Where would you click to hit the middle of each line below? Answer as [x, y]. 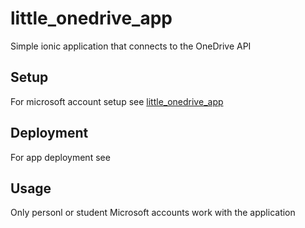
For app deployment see [60, 157]
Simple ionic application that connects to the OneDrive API [131, 46]
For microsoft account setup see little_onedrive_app [117, 101]
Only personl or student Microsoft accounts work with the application [153, 213]
